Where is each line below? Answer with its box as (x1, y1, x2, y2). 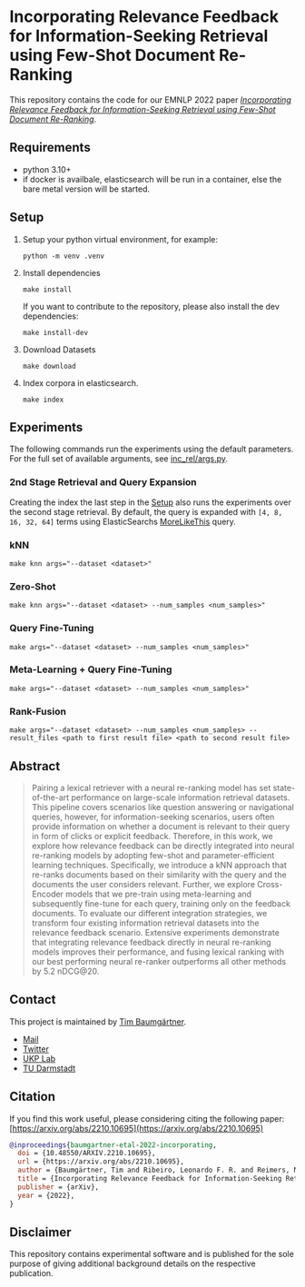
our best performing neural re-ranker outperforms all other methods (31, 955, 287, 966)
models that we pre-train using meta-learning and (64, 888, 252, 899)
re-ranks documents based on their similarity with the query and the (31, 869, 288, 880)
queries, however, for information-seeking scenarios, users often (31, 811, 275, 822)
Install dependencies (22, 267, 102, 278)
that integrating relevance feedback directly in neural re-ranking (31, 936, 271, 947)
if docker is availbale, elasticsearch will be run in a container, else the (22, 173, 282, 184)
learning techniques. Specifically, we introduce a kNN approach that (31, 859, 288, 870)
